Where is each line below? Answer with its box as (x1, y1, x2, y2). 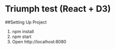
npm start (12, 34, 31, 39)
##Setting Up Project (5, 19, 47, 25)
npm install (12, 28, 34, 34)
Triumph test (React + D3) (5, 3, 111, 14)
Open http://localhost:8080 (12, 38, 67, 44)
